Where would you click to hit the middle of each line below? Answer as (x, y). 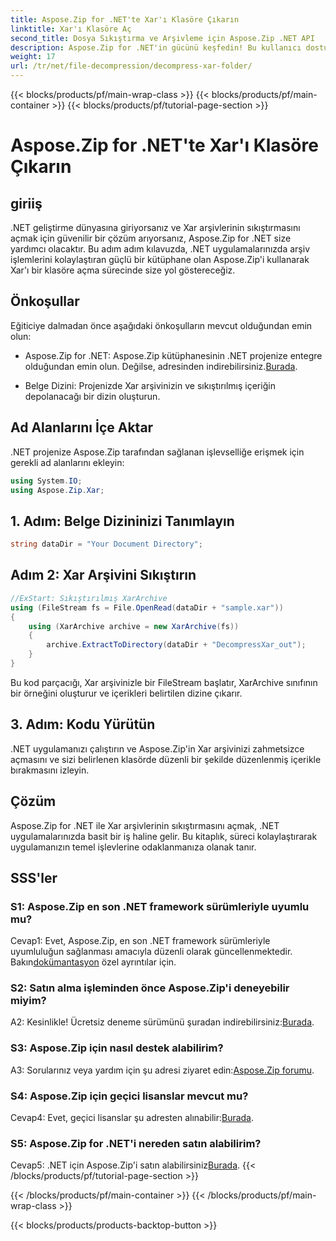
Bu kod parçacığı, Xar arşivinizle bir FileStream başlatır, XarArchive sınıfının (164, 682)
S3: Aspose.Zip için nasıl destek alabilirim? (117, 1048)
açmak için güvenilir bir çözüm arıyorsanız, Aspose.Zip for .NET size (151, 238)
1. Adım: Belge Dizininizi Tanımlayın (122, 521)
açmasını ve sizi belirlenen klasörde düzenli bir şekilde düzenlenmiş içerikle (166, 759)
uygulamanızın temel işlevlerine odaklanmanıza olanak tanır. (133, 847)
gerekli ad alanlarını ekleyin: (67, 462)
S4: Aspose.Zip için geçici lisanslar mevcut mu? (129, 1096)
